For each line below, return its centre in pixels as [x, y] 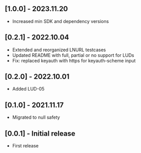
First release [25, 146]
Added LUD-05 [28, 89]
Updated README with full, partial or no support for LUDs [73, 55]
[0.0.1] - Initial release [40, 133]
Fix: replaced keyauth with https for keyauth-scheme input [74, 60]
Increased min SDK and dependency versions [61, 21]
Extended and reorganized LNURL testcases [59, 50]
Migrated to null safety [36, 117]
